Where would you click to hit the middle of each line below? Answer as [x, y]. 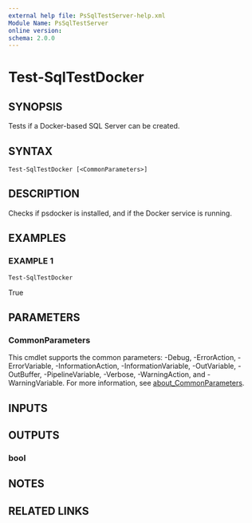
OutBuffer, [25, 374]
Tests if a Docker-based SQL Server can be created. [94, 126]
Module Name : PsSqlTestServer [59, 23]
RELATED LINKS [49, 511]
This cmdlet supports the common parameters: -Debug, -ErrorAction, [122, 358]
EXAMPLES [37, 238]
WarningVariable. [37, 383]
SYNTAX [31, 151]
